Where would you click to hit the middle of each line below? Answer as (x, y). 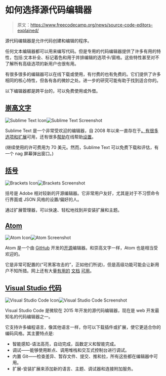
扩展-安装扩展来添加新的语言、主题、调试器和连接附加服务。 (74, 369)
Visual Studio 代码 (33, 288)
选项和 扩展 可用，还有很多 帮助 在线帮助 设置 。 (51, 136)
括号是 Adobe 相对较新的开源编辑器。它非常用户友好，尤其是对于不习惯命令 (82, 193)
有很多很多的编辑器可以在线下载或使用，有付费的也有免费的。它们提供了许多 (83, 74)
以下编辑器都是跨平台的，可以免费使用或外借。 (53, 91)
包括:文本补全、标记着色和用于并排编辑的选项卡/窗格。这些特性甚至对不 (86, 57)
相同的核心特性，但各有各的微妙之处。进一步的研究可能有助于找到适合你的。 (83, 80)
